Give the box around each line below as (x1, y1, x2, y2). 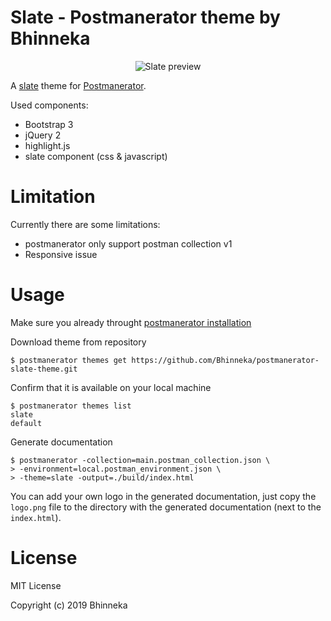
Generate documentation (10, 436, 113, 448)
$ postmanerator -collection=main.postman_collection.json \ (10, 455, 271, 465)
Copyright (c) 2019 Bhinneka (10, 599, 128, 611)
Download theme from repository (10, 336, 147, 348)
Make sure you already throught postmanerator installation (10, 316, 252, 328)
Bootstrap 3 (24, 118, 74, 130)
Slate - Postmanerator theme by (10, 6, 281, 29)
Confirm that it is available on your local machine (10, 381, 212, 393)
